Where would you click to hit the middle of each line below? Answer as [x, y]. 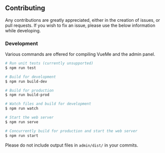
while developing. [23, 30]
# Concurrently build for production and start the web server [71, 131]
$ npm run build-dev [26, 81]
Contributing [25, 8]
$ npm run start [22, 136]
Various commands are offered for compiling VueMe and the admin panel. [80, 54]
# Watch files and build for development [48, 104]
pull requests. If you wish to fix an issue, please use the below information [80, 25]
